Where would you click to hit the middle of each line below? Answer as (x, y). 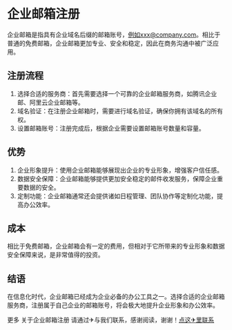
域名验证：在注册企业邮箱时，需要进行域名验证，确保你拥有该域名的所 (117, 110)
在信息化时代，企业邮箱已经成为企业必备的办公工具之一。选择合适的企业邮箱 (116, 297)
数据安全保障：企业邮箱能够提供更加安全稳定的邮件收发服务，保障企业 (117, 178)
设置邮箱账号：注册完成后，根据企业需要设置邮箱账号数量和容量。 (111, 128)
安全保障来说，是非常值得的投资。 (56, 255)
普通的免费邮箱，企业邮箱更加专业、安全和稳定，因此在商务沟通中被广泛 (110, 43)
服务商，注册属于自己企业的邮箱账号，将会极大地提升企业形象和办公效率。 (113, 305)
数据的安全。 (41, 187)
